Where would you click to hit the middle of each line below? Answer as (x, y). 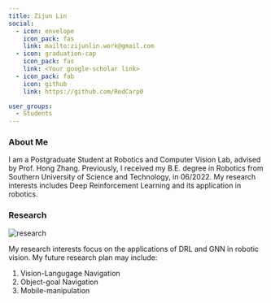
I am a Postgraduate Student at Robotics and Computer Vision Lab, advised (135, 160)
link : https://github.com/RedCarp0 (83, 91)
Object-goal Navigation (59, 282)
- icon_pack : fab (45, 76)
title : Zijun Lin (38, 16)
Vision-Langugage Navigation (70, 273)
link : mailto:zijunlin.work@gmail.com (89, 46)
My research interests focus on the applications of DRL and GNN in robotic (133, 249)
